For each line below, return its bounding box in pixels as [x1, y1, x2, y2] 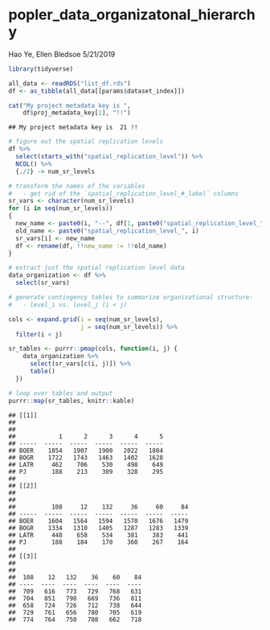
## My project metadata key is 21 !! [8, 123, 138, 132]
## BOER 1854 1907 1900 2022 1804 [8, 447, 163, 455]
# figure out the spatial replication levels [8, 138, 163, 146]
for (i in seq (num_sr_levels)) [8, 204, 113, 212]
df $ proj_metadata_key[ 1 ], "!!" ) [22, 109, 131, 117]
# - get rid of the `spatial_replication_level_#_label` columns [8, 189, 239, 198]
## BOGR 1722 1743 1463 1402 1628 [8, 453, 163, 462]
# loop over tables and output [8, 389, 113, 397]
